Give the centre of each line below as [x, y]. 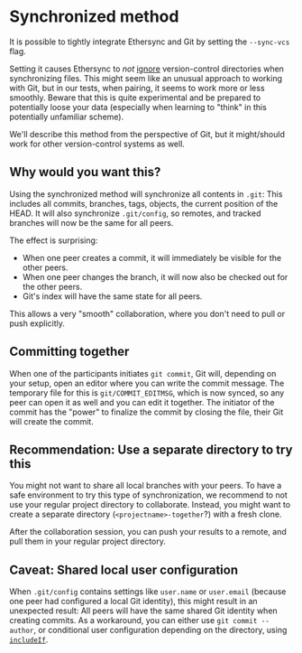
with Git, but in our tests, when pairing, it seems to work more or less [137, 88]
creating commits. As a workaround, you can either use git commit [133, 620]
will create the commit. [52, 421]
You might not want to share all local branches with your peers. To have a [146, 486]
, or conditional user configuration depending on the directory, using [160, 630]
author [22, 631]
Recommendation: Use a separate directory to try [151, 449]
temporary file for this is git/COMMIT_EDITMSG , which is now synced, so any [147, 392]
